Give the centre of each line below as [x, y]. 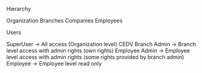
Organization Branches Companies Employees [64, 20]
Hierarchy [19, 9]
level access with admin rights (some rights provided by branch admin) [95, 57]
